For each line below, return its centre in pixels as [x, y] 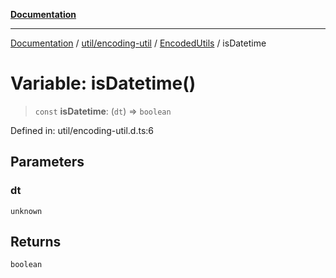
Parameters [47, 162]
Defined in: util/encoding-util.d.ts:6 [82, 130]
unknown [26, 211]
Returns [36, 242]
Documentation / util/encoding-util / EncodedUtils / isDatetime [138, 43]
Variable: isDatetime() [103, 83]
